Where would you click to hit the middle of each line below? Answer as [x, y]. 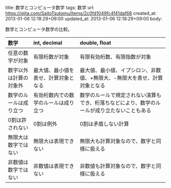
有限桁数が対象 [51, 57]
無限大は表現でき [54, 141]
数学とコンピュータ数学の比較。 [39, 29]
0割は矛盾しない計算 [104, 124]
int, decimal [48, 43]
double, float [95, 43]
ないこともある [133, 110]
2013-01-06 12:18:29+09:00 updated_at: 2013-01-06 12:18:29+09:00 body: [84, 19]
